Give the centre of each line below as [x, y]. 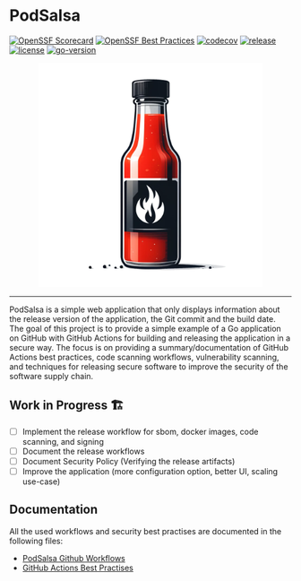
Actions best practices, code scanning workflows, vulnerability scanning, [144, 357]
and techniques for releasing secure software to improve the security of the [149, 366]
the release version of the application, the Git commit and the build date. [142, 318]
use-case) [41, 481]
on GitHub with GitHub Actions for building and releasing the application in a [150, 338]
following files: [36, 541]
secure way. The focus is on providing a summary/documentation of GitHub [149, 347]
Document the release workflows [83, 451]
